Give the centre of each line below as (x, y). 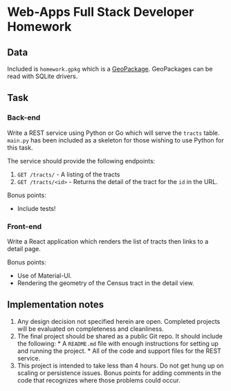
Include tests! (37, 208)
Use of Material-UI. (45, 275)
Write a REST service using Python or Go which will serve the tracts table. (113, 133)
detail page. (24, 248)
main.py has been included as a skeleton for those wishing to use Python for (115, 140)
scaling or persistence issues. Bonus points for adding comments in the (119, 373)
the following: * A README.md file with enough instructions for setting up (118, 343)
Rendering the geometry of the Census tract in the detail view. (106, 283)
